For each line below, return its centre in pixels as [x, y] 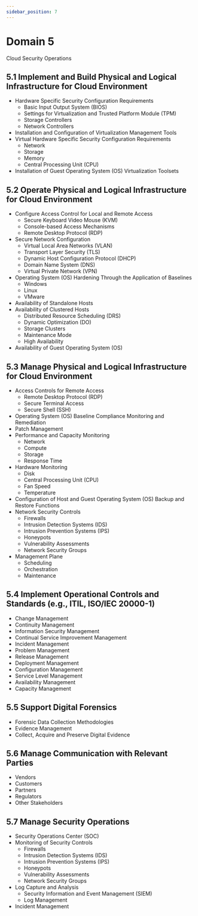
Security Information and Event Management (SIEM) [88, 894]
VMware [34, 297]
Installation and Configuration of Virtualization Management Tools [96, 133]
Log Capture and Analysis [47, 887]
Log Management [45, 900]
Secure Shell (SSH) [47, 410]
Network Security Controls [48, 512]
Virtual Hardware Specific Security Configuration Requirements [93, 139]
